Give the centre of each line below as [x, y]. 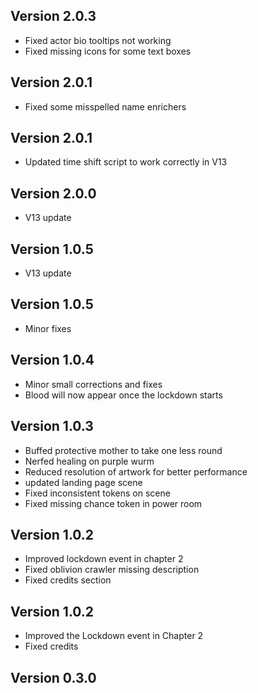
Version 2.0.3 [53, 16]
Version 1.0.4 [52, 360]
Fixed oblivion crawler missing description [112, 570]
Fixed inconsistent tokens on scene [97, 493]
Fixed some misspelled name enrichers [105, 106]
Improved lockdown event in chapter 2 [104, 559]
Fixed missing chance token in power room [113, 503]
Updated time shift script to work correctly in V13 [126, 162]
